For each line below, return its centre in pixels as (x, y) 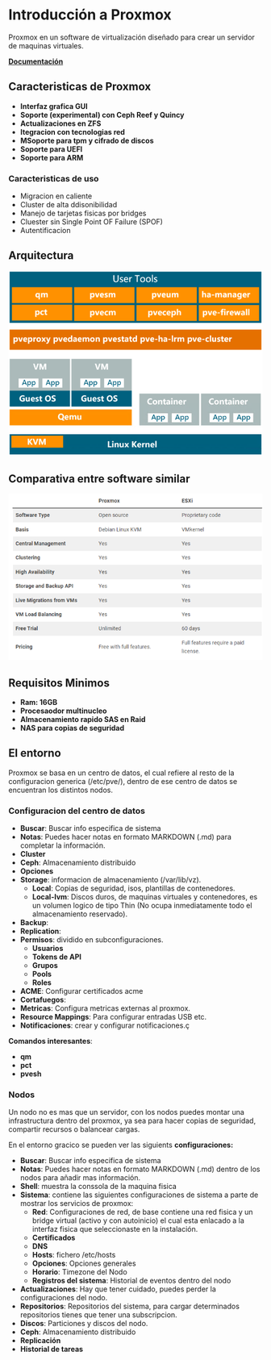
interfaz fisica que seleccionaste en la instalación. (115, 1229)
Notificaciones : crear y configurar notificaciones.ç (104, 1025)
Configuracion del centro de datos (77, 811)
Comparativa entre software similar (99, 479)
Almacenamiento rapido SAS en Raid (83, 719)
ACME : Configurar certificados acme (81, 991)
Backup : (34, 923)
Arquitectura (41, 256)
